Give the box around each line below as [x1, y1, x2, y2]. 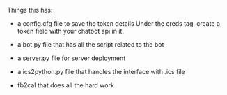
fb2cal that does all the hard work [17, 81, 115, 89]
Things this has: [7, 6, 54, 14]
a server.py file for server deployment [17, 54, 126, 62]
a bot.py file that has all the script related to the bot [17, 41, 164, 48]
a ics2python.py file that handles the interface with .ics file [17, 68, 186, 75]
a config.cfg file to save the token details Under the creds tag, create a [17, 20, 221, 27]
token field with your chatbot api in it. [17, 27, 124, 35]
